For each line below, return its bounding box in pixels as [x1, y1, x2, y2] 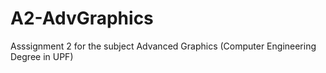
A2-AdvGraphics [10, 7, 154, 30]
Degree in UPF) [10, 50, 74, 62]
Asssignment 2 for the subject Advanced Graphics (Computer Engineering [10, 40, 317, 52]
